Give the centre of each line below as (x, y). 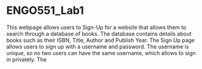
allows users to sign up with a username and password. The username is (98, 47)
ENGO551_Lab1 (45, 11)
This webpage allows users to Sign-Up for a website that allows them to (96, 27)
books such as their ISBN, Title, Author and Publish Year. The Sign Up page (101, 40)
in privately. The (26, 59)
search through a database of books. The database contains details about (99, 33)
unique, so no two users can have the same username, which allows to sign (101, 53)
